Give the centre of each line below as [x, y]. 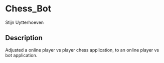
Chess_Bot [28, 9]
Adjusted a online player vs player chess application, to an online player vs [82, 50]
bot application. [21, 55]
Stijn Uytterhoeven [25, 22]
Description [24, 38]
